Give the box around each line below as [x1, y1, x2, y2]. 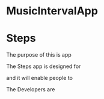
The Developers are [6, 86, 55, 93]
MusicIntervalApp [6, 4, 98, 18]
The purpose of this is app [6, 51, 72, 58]
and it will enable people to [6, 75, 73, 82]
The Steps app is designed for [6, 63, 81, 70]
